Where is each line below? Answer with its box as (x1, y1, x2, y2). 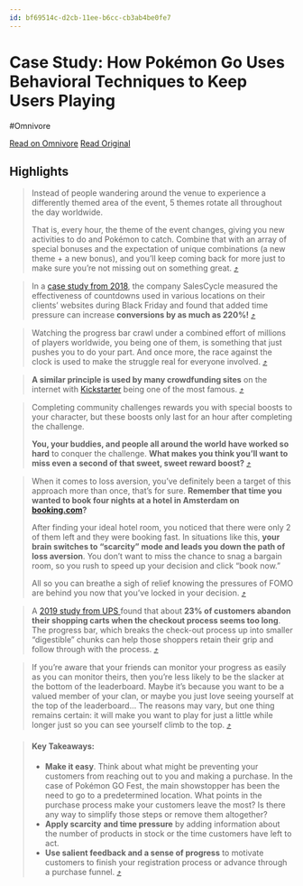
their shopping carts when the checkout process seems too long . (31, 615, 281, 626)
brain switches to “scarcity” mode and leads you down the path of (31, 541, 286, 552)
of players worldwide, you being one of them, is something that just (31, 337, 282, 348)
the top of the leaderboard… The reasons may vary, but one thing (31, 700, 275, 711)
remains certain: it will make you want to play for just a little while (31, 710, 273, 721)
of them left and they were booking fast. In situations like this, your (31, 531, 280, 542)
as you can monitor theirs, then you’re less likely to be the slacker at (31, 671, 285, 682)
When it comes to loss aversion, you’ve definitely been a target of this (31, 475, 291, 487)
